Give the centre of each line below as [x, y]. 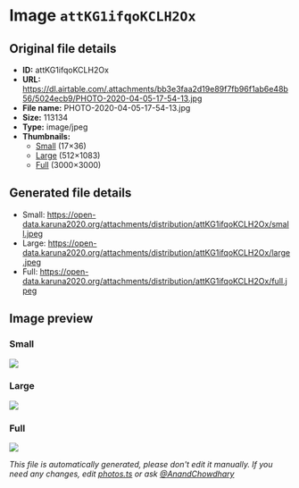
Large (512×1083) [68, 156]
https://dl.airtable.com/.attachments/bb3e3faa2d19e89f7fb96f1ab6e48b [155, 89]
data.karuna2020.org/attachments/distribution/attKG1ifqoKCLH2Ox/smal [156, 223]
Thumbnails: [46, 136]
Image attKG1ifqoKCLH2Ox [103, 16]
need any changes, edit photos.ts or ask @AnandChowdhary [122, 474]
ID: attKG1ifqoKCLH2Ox [66, 70]
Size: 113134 [45, 118]
